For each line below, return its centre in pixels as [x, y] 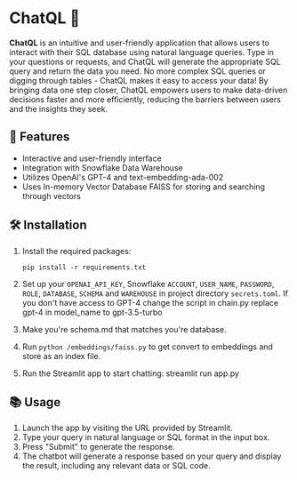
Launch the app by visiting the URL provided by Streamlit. [128, 428]
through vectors [52, 196]
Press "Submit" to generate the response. [98, 447]
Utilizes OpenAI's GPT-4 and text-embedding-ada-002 [123, 177]
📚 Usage [35, 402]
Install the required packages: [76, 251]
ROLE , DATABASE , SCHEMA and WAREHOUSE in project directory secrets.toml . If [155, 293]
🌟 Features [40, 137]
